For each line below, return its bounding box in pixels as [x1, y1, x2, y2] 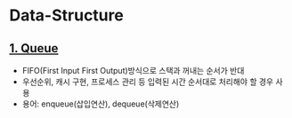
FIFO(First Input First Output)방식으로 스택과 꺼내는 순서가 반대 [21, 66, 245, 75]
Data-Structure [9, 5, 125, 26]
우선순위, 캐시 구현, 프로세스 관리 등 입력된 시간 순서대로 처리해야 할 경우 [21, 76, 274, 87]
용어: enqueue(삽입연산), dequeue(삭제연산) [21, 98, 180, 109]
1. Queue [9, 41, 59, 56]
